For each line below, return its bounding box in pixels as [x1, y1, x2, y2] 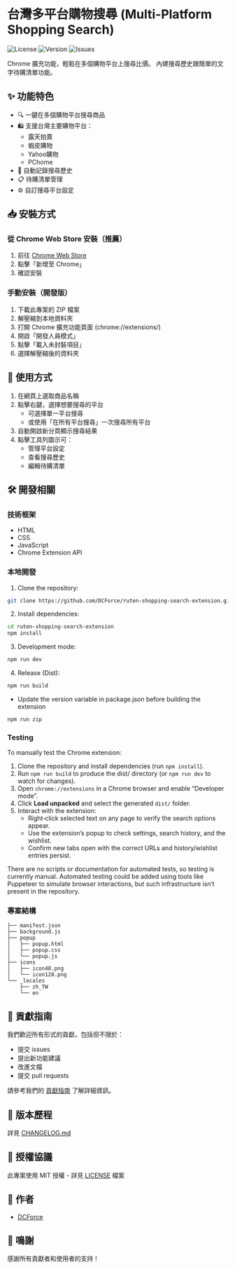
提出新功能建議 [17, 1054, 61, 1062]
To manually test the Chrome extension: [7, 749, 122, 757]
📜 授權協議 [7, 1151, 52, 1163]
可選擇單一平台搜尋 [27, 409, 84, 417]
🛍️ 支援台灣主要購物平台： [17, 121, 93, 130]
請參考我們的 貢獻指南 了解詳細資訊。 [7, 1086, 115, 1095]
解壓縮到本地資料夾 [17, 314, 73, 322]
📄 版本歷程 [7, 1109, 52, 1121]
